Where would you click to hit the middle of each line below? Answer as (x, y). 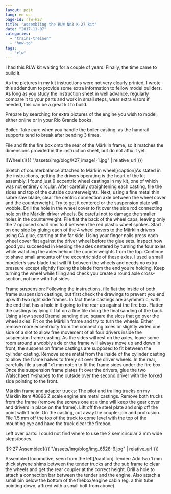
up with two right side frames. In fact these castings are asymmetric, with (82, 299)
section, (14, 278)
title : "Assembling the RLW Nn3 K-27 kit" (51, 24)
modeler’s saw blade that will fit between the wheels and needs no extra (81, 262)
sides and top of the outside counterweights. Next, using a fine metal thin (82, 192)
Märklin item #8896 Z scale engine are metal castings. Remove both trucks (84, 396)
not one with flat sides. (47, 278)
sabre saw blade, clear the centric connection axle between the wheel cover (86, 197)
